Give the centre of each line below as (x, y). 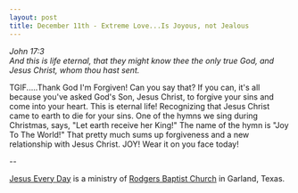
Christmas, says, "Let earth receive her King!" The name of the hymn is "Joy (149, 125)
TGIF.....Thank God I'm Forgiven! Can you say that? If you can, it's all (135, 87)
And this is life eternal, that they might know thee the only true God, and (142, 60)
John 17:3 (27, 51)
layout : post (33, 17)
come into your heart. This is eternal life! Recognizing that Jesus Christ (140, 106)
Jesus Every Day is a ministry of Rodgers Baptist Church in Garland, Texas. (147, 178)
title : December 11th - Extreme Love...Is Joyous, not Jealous (129, 26)
